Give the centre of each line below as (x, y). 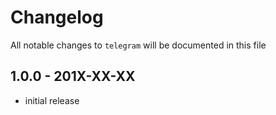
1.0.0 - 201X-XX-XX (73, 76)
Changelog (57, 17)
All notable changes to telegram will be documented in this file (138, 45)
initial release (52, 100)
